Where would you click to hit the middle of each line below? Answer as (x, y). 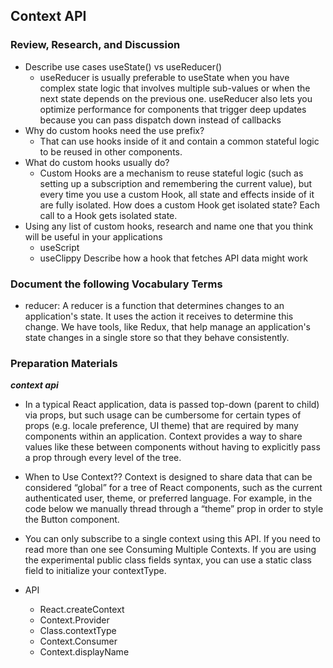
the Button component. (72, 520)
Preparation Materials (64, 363)
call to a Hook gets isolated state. (108, 215)
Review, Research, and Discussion (95, 45)
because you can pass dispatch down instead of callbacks (160, 120)
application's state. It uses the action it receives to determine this (159, 316)
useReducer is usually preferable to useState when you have (164, 77)
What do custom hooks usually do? (97, 162)
